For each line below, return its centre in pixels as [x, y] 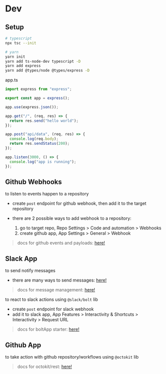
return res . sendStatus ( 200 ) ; [40, 144]
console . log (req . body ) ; [34, 139]
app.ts [12, 80]
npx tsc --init [21, 43]
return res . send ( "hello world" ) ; [44, 121]
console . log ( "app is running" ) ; [43, 162]
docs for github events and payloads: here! [61, 243]
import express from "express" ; [38, 89]
